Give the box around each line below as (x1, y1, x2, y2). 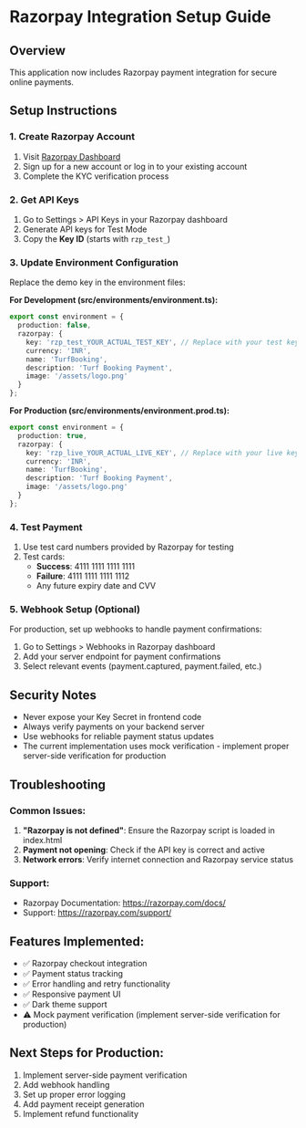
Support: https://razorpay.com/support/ (22, 907, 172, 918)
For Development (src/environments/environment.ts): (9, 295, 219, 306)
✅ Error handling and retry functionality (22, 978, 171, 989)
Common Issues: (9, 804, 87, 817)
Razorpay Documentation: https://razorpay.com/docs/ (22, 897, 226, 909)
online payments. (9, 77, 75, 88)
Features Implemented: (9, 934, 145, 949)
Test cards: (22, 551, 66, 562)
